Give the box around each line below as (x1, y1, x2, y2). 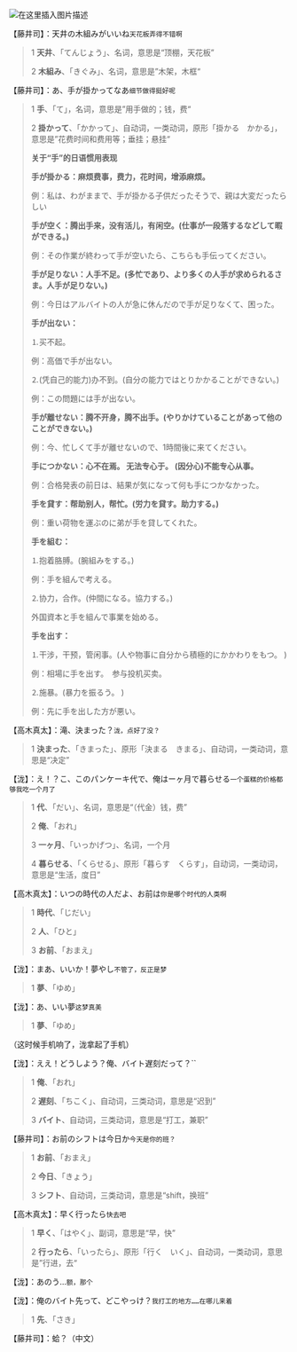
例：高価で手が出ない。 (30, 356, 117, 366)
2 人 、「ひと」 (30, 926, 82, 936)
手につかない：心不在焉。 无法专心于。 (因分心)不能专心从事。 (30, 461, 259, 471)
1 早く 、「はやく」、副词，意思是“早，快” (30, 1228, 176, 1238)
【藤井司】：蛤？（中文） (9, 1333, 99, 1343)
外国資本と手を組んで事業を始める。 (30, 612, 164, 622)
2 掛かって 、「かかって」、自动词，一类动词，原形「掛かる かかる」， (30, 122, 282, 133)
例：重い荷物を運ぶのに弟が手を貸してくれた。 (30, 517, 202, 528)
